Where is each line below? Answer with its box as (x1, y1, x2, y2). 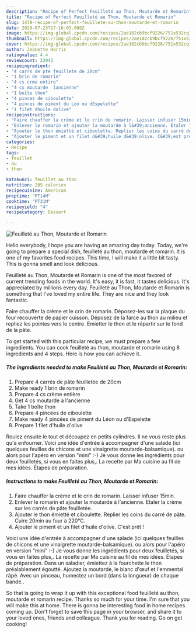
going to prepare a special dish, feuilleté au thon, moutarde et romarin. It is (6, 248, 185, 255)
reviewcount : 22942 (6, 57, 54, 63)
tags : (6, 150, 19, 155)
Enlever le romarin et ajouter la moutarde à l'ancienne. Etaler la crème (14, 499, 182, 506)
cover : (6, 41, 22, 47)
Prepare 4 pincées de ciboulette (14, 410, 92, 417)
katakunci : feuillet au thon (6, 177, 77, 183)
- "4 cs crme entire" (6, 79, 59, 85)
